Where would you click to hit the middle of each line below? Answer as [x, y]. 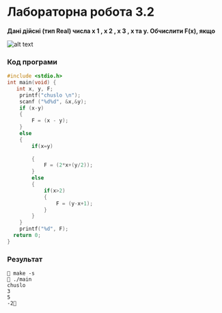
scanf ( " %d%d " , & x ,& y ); [53, 101]
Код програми [32, 62]
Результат [25, 259]
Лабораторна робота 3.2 [81, 12]
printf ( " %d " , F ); [44, 229]
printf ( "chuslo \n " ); [50, 95]
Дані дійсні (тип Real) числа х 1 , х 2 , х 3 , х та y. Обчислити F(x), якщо [111, 31]
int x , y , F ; [34, 89]
